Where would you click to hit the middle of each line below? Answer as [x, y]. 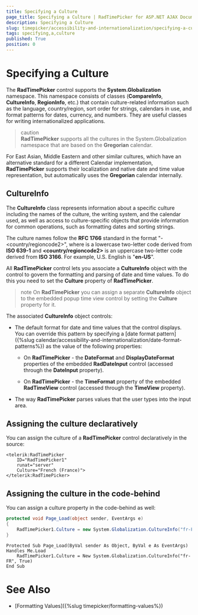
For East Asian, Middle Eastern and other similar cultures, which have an [94, 156]
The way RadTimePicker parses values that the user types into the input [103, 399]
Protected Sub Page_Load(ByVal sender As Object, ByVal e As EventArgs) [97, 546]
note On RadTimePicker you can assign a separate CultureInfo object [106, 292]
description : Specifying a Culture [50, 22]
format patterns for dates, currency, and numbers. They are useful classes [97, 115]
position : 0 [21, 45]
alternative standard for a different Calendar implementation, [80, 162]
